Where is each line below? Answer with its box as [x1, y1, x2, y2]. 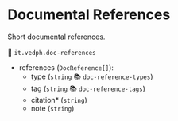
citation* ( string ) [30, 95, 88, 104]
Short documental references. [7, 32, 106, 41]
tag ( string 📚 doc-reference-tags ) [30, 84, 146, 93]
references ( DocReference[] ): [18, 62, 114, 72]
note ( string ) [30, 103, 75, 113]
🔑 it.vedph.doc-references [7, 47, 96, 57]
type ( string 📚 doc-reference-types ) [30, 72, 153, 81]
